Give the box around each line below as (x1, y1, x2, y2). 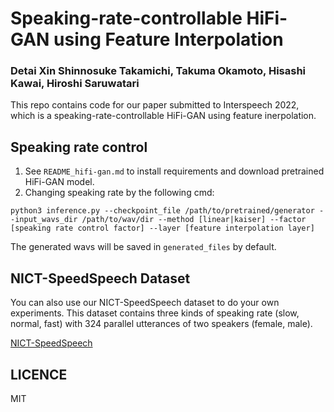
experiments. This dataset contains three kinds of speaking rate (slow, (10, 307, 300, 319)
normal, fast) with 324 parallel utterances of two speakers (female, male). (10, 318, 313, 330)
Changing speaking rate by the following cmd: (24, 187, 215, 199)
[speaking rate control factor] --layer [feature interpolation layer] (10, 223, 315, 234)
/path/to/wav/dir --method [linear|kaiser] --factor (81, 215, 307, 225)
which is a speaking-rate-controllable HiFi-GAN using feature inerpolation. (10, 110, 317, 122)
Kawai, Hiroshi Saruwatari (10, 77, 140, 91)
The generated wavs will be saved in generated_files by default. (10, 241, 277, 253)
